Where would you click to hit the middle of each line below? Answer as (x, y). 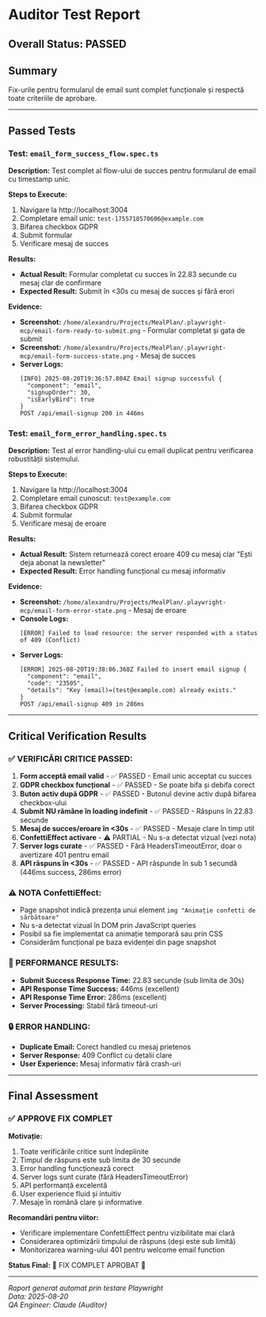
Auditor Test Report (74, 15)
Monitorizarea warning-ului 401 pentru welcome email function (122, 1250)
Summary (33, 70)
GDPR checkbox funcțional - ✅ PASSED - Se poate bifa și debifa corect (137, 785)
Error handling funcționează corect (77, 1168)
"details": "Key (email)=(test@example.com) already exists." (132, 691)
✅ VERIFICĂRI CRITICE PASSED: (70, 758)
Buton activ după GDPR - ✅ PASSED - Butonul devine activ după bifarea (138, 794)
